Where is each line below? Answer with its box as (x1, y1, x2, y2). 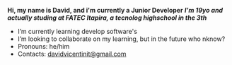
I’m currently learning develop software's (17, 28, 138, 35)
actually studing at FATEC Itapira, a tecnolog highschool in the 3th (7, 13, 207, 22)
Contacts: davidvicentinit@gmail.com (17, 49, 127, 58)
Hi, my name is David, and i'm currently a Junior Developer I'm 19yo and (7, 6, 224, 14)
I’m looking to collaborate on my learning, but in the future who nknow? (17, 35, 226, 43)
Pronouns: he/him (17, 42, 70, 50)
